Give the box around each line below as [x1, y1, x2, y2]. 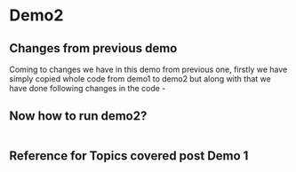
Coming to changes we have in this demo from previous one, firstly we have [9, 64, 288, 74]
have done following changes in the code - [9, 83, 166, 93]
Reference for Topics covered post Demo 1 [9, 148, 249, 164]
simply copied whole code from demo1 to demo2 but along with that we [9, 74, 271, 84]
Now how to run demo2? [9, 108, 148, 124]
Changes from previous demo [9, 41, 178, 56]
